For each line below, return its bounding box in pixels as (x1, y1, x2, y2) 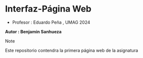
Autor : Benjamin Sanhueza (5, 29, 62, 34)
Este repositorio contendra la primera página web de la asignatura (5, 47, 139, 53)
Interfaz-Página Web (5, 3, 92, 14)
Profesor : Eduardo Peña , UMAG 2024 (12, 19, 91, 25)
